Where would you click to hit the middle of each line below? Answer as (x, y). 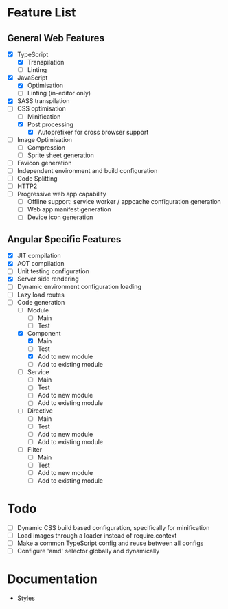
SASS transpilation (43, 101)
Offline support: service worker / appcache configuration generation (124, 202)
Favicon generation (44, 163)
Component (44, 333)
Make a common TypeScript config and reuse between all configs (110, 543)
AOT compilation (41, 264)
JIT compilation (39, 256)
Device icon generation (60, 217)
